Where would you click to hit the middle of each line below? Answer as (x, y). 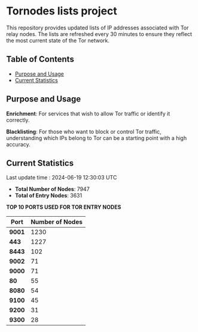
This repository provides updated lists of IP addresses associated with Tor (98, 28)
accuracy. (19, 144)
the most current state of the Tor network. (58, 40)
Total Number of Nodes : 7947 (52, 189)
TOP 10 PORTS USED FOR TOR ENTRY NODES (64, 207)
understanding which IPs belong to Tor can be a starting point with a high (97, 138)
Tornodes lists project (62, 11)
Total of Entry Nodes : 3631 (48, 196)
